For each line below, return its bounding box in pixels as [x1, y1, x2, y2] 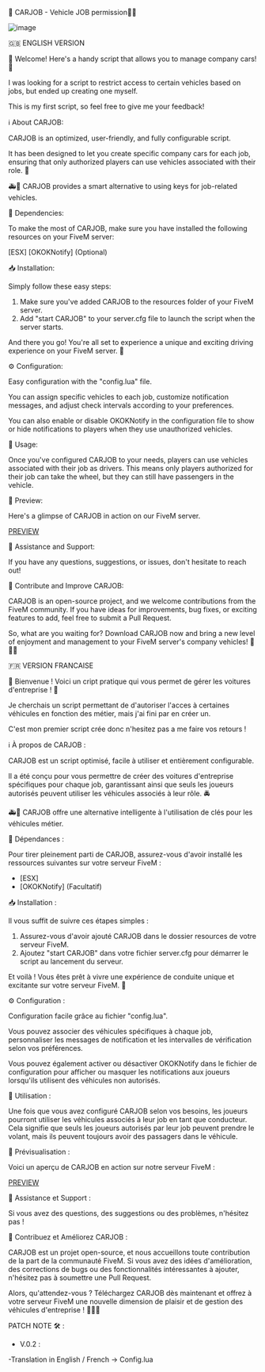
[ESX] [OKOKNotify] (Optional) [8, 247, 108, 257]
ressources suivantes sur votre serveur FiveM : [8, 858, 161, 868]
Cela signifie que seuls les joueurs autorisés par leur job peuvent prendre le [8, 1123, 255, 1132]
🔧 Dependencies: [8, 209, 65, 217]
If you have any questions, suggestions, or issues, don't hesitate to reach [8, 558, 247, 566]
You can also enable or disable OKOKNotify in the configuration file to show [8, 416, 255, 425]
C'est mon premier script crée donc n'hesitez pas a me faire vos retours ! [8, 724, 247, 734]
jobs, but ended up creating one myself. [8, 86, 138, 95]
